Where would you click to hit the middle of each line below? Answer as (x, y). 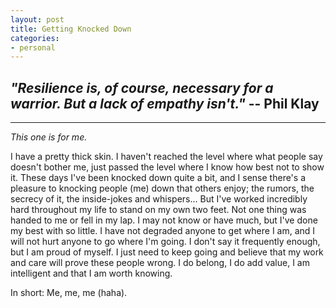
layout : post (37, 19)
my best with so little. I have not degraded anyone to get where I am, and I (163, 231)
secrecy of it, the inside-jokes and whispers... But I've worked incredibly (159, 199)
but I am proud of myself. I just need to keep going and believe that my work (167, 252)
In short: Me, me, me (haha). (69, 293)
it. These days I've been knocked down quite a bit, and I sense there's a (158, 178)
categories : (35, 38)
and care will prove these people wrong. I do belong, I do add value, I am (160, 263)
